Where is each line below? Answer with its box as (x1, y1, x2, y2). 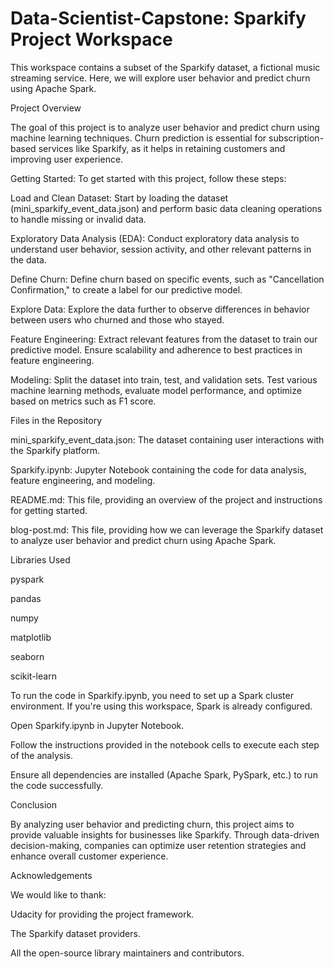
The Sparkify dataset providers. (10, 927, 141, 939)
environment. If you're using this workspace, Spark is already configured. (10, 700, 313, 712)
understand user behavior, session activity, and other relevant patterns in (10, 243, 312, 255)
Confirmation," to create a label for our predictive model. (10, 283, 243, 296)
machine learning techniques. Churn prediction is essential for (10, 132, 267, 144)
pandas (10, 592, 42, 604)
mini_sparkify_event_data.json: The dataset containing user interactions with (10, 433, 325, 446)
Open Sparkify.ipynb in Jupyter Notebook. (10, 719, 185, 731)
